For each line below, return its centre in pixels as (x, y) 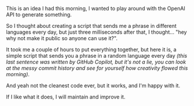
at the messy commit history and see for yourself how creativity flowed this (97, 68)
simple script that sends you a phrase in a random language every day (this (97, 56)
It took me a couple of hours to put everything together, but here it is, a (91, 50)
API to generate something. (39, 15)
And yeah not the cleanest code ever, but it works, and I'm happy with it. (93, 86)
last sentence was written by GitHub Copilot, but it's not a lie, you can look (96, 62)
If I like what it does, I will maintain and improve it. (66, 97)
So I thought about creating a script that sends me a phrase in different (91, 26)
